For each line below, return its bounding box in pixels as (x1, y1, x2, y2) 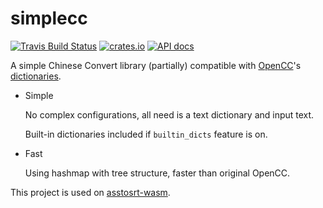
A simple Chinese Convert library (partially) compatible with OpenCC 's (10, 59, 302, 71)
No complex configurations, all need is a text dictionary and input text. (24, 108, 315, 121)
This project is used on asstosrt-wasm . (10, 186, 171, 198)
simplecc (10, 7, 88, 30)
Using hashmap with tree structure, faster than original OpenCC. (24, 167, 291, 179)
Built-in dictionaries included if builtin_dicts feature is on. (24, 128, 268, 140)
